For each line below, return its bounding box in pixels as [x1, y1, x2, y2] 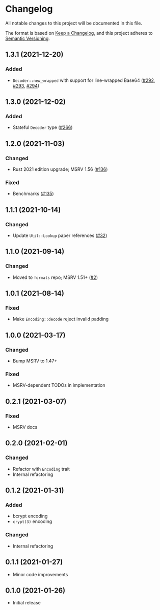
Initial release [12, 600, 41, 606]
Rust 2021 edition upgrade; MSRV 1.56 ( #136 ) [12, 166, 108, 172]
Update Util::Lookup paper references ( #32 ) [12, 232, 108, 238]
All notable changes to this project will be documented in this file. [5, 20, 143, 26]
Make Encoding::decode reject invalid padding [12, 316, 109, 322]
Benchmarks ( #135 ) [12, 190, 55, 197]
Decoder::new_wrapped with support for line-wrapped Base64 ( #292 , [12, 77, 155, 83]
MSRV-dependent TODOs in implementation [12, 382, 105, 388]
